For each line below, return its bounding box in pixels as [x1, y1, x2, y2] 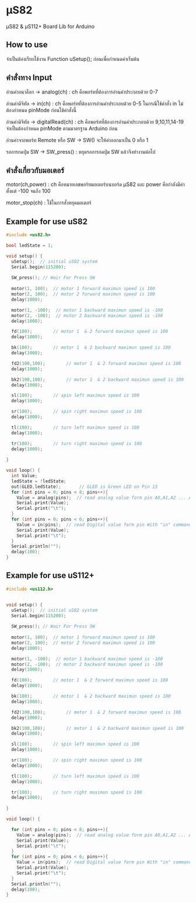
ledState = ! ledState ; [11, 478, 66, 484]
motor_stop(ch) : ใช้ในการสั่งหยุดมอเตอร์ [6, 199, 92, 206]
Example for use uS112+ [6, 571, 94, 581]
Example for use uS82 [6, 216, 88, 226]
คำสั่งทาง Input [6, 73, 52, 82]
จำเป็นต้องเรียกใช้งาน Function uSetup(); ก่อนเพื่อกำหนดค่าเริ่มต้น [6, 55, 140, 62]
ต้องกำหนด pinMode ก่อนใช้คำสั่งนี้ [6, 106, 77, 113]
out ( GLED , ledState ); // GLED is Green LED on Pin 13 [11, 484, 158, 490]
